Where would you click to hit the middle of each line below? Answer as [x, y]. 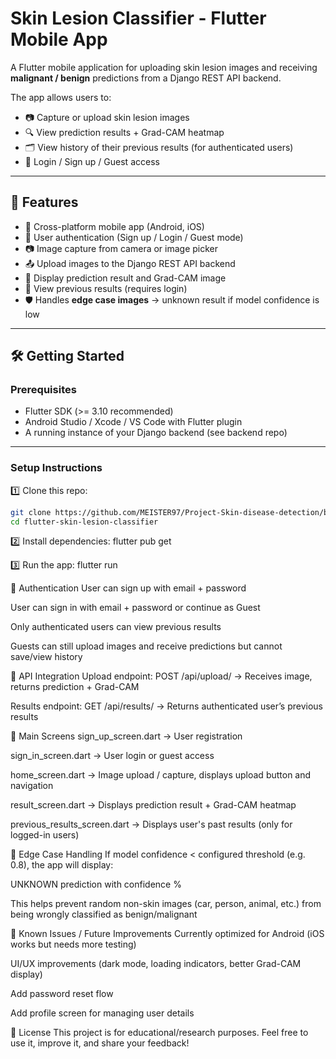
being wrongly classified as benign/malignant [104, 914]
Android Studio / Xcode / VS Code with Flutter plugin [133, 422]
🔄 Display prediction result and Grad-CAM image [125, 278]
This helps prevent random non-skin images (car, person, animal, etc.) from [166, 904]
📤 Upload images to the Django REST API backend [130, 263]
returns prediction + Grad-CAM [75, 687]
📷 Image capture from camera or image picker [121, 248]
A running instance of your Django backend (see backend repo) [156, 433]
